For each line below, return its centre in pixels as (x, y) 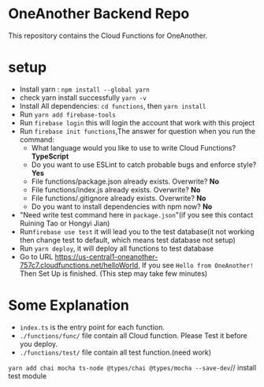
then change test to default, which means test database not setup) (128, 240)
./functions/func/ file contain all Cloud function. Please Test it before (133, 335)
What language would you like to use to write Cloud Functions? (134, 147)
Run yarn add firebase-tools (67, 114)
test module (28, 376)
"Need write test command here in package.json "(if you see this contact (136, 214)
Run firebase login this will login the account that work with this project (137, 122)
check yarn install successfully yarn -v (83, 97)
